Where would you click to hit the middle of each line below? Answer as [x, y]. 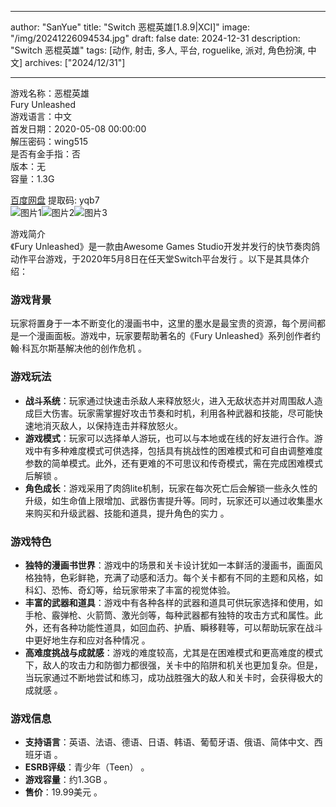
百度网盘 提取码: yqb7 [55, 200]
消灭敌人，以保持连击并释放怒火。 [112, 425]
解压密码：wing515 [49, 141]
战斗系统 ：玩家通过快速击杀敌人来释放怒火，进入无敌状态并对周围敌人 [169, 400]
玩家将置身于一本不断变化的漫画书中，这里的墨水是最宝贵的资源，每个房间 [163, 323]
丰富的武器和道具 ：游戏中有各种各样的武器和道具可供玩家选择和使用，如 [173, 602]
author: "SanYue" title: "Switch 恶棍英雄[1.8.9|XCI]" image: [130, 27]
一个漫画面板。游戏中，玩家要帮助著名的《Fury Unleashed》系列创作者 [165, 336]
